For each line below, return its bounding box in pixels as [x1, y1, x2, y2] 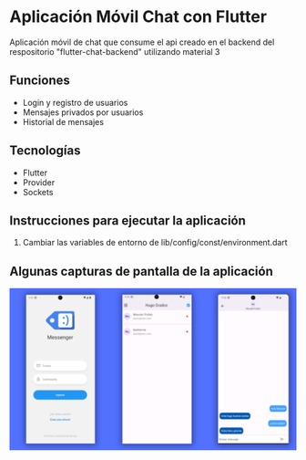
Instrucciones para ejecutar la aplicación [9, 213, 246, 228]
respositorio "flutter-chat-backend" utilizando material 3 [9, 46, 220, 57]
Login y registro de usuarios [22, 97, 128, 108]
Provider [22, 176, 56, 188]
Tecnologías [9, 143, 81, 159]
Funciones [9, 73, 71, 89]
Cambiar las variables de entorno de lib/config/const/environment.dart [22, 237, 289, 248]
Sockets [22, 186, 54, 197]
